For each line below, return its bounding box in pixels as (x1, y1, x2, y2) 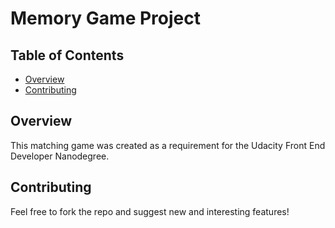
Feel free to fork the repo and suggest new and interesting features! (10, 205, 290, 217)
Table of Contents (10, 47, 125, 64)
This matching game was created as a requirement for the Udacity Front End (10, 139, 326, 151)
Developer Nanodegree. (10, 150, 110, 162)
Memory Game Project (10, 7, 201, 30)
